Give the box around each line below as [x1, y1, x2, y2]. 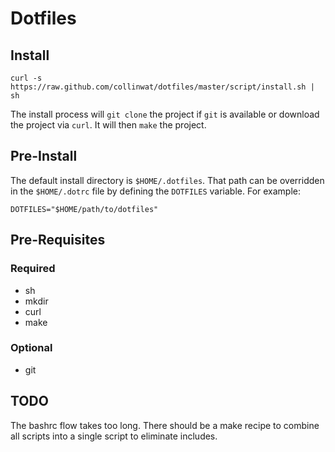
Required [10, 262, 56, 276]
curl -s [10, 73, 43, 83]
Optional [10, 341, 53, 355]
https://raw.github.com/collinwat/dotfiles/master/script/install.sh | [10, 82, 315, 92]
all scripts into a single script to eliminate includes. [10, 430, 218, 442]
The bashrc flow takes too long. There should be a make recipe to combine [10, 419, 320, 431]
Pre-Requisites [10, 232, 106, 249]
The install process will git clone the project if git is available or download [10, 108, 320, 120]
